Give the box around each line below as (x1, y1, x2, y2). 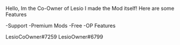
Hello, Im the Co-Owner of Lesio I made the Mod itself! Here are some (5, 5, 175, 12)
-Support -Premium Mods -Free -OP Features (5, 22, 116, 29)
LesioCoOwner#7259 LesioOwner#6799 (5, 33, 103, 40)
